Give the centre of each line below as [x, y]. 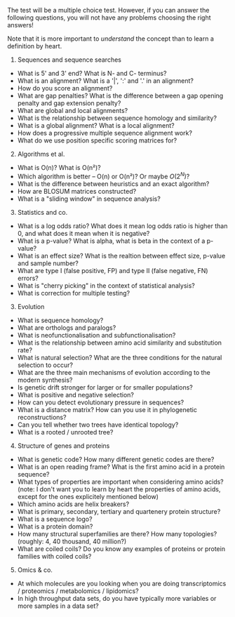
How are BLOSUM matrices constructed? [77, 191]
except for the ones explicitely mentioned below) [88, 496]
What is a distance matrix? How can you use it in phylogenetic [107, 409]
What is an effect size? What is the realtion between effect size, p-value [121, 256]
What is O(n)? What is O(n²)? [59, 167]
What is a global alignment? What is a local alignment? [96, 125]
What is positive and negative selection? [76, 394]
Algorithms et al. [41, 154]
